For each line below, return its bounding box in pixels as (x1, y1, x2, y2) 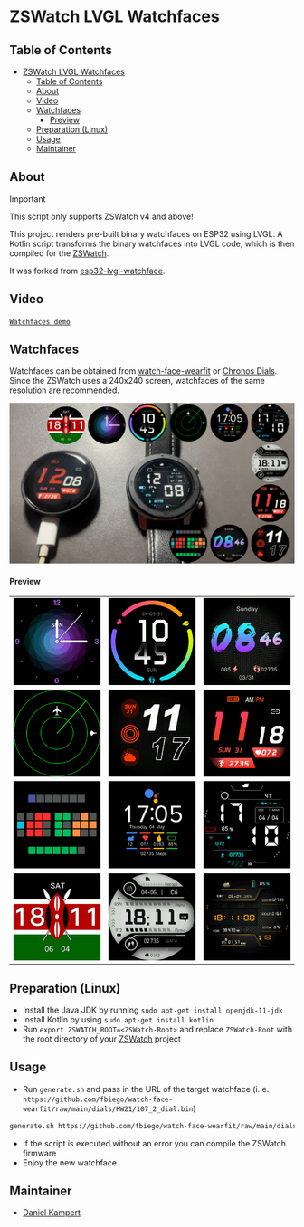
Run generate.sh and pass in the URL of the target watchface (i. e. (22, 1083, 270, 1094)
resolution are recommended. (9, 385, 120, 395)
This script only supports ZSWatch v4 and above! (9, 211, 194, 222)
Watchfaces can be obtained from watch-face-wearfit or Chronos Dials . (9, 366, 278, 376)
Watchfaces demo (9, 317, 71, 327)
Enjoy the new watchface (22, 1156, 118, 1168)
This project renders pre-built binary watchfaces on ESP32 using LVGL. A (9, 228, 283, 239)
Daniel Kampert (22, 1207, 81, 1218)
